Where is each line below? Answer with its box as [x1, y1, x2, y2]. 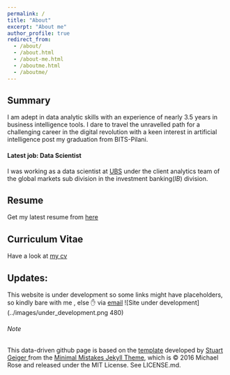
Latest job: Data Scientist [7, 151, 82, 159]
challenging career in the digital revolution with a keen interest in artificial [7, 128, 217, 136]
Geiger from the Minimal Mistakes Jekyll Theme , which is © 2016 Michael [7, 353, 219, 362]
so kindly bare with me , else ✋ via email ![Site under [7, 298, 158, 307]
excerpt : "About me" [7, 23, 68, 30]
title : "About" [7, 17, 52, 24]
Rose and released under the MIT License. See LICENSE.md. [7, 361, 181, 369]
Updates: [7, 272, 48, 284]
